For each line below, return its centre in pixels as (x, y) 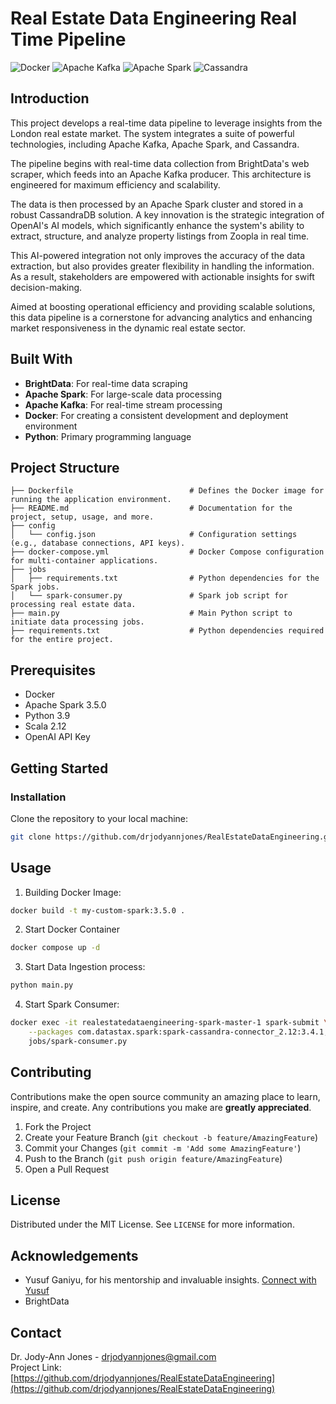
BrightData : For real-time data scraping (106, 383)
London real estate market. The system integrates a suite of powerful (152, 133)
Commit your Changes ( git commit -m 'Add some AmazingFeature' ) (163, 1148)
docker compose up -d (55, 948)
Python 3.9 (47, 716)
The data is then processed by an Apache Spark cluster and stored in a (157, 204)
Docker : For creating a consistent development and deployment (156, 415)
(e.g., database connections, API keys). (98, 543)
